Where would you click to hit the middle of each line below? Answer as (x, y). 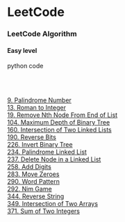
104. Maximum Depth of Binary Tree (59, 122)
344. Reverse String (36, 196)
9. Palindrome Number (39, 100)
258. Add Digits (30, 167)
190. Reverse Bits (32, 137)
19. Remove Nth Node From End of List (62, 115)
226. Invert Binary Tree (40, 145)
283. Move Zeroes (33, 174)
